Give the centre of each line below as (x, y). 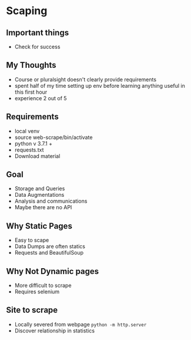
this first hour (31, 92)
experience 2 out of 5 (41, 98)
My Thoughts (31, 65)
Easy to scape (32, 240)
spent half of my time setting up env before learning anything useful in (100, 85)
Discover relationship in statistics (55, 331)
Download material (37, 156)
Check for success (37, 47)
